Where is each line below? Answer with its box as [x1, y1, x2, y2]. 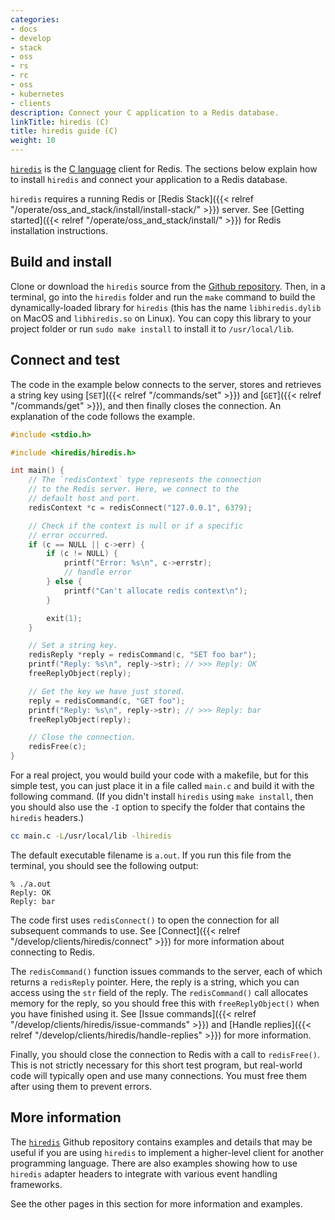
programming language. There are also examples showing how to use [10, 1157, 298, 1169]
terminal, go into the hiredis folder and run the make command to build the [10, 291, 316, 303]
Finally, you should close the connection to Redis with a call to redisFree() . [10, 1048, 320, 1060]
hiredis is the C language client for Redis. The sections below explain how [10, 163, 318, 175]
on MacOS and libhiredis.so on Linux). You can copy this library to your [10, 312, 312, 324]
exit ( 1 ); [46, 613, 83, 623]
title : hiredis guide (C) [10, 126, 118, 136]
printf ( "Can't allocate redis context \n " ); [63, 586, 248, 596]
